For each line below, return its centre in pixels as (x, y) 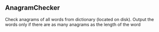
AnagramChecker (33, 8)
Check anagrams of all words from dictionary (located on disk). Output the (79, 19)
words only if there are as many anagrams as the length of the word (73, 24)
